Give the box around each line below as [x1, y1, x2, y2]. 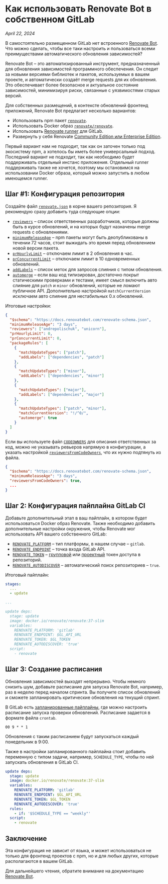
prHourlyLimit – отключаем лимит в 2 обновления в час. [12, 250, 134, 256]
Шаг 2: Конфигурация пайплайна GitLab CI [5, 501, 145, 510]
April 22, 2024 [5, 30, 35, 36]
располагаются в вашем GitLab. [5, 858, 74, 864]
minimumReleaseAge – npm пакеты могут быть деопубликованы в [12, 234, 148, 240]
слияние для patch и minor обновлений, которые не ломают [12, 282, 140, 288]
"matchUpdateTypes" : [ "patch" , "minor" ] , [18, 406, 107, 411]
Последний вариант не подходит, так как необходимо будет [5, 154, 134, 160]
